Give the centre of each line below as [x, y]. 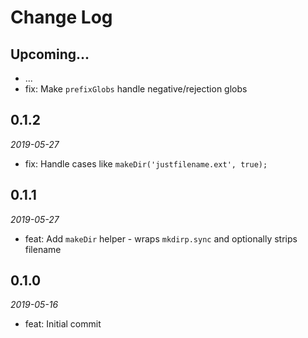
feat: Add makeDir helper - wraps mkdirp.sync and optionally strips [161, 238]
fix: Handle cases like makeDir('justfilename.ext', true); [146, 163]
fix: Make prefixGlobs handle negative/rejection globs [136, 89]
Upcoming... [50, 54]
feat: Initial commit [63, 324]
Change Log [61, 17]
